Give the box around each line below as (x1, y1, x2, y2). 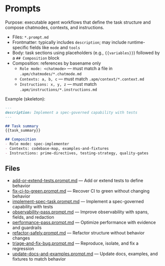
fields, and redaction (12, 214, 54, 220)
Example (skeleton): (5, 96, 46, 101)
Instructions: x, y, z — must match (19, 81, 97, 87)
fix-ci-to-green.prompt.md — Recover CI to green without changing (12, 188, 150, 194)
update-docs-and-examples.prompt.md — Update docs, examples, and (12, 251, 158, 257)
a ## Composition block (12, 55, 60, 61)
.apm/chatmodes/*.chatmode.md (19, 71, 82, 76)
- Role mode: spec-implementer (5, 141, 69, 147)
